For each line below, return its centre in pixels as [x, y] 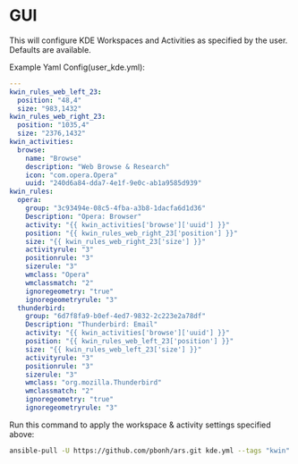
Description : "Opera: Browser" [84, 216]
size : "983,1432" [50, 108]
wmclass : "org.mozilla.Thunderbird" [94, 383]
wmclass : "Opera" [58, 275]
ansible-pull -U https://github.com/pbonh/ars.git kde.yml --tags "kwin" [150, 451]
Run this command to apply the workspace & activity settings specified [140, 425]
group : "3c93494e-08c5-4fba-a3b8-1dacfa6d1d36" [115, 208]
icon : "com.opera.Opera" [72, 175]
